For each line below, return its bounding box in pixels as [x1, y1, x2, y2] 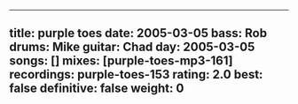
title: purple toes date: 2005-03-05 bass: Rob [9, 26, 268, 41]
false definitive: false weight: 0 [9, 81, 184, 96]
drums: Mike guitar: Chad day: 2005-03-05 [9, 40, 255, 55]
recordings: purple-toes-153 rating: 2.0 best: [9, 67, 263, 82]
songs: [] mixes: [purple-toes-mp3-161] [9, 54, 233, 69]
